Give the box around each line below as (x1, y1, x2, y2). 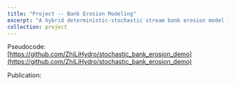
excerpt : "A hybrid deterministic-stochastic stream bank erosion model (7, 17, 225, 24)
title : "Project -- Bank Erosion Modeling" (7, 10, 137, 18)
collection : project (7, 23, 68, 30)
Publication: (7, 71, 42, 79)
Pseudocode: (7, 43, 46, 51)
